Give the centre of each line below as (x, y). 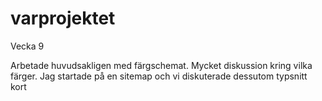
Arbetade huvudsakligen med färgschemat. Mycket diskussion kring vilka (161, 65)
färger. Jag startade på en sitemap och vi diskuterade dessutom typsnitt (159, 76)
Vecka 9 (27, 46)
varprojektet (63, 18)
